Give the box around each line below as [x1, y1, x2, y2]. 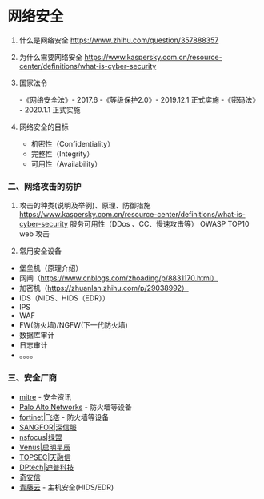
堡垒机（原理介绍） [18, 264, 83, 273]
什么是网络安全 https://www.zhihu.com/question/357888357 [18, 35, 219, 45]
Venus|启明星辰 [18, 442, 71, 452]
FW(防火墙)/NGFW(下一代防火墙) [18, 320, 129, 330]
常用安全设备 [18, 246, 62, 256]
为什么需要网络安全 [18, 52, 83, 62]
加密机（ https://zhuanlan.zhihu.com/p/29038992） [18, 284, 189, 293]
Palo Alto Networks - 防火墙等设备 [18, 402, 133, 412]
